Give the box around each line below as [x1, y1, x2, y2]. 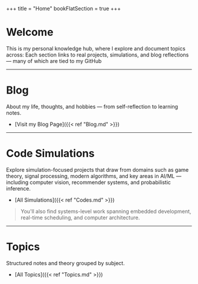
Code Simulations [6, 147, 95, 161]
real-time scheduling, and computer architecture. [20, 214, 140, 221]
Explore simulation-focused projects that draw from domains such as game [6, 166, 189, 173]
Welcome [6, 26, 54, 39]
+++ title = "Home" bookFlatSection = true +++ [6, 5, 121, 12]
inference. [6, 185, 31, 192]
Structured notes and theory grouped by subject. [6, 259, 125, 266]
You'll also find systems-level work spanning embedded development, [20, 208, 192, 215]
